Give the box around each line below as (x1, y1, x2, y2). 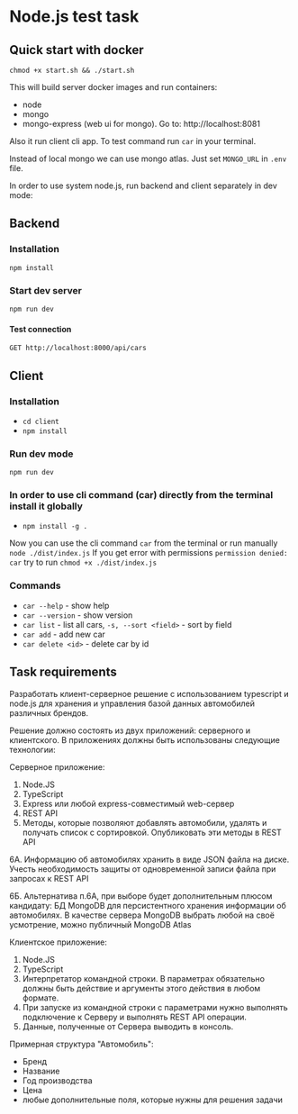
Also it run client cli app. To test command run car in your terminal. (9, 136, 257, 146)
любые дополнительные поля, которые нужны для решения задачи (22, 1094, 284, 1105)
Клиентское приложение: (9, 937, 108, 947)
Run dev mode (9, 448, 74, 460)
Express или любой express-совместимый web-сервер (22, 798, 235, 809)
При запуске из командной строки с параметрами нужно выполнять (22, 1001, 288, 1012)
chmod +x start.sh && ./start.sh (9, 66, 135, 75)
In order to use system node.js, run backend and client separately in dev (9, 180, 277, 191)
